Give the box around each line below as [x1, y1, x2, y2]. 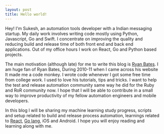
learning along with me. [5, 123, 53, 129]
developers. [5, 98, 29, 103]
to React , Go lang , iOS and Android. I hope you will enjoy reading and [5, 118, 145, 124]
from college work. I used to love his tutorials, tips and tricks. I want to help [5, 77, 157, 83]
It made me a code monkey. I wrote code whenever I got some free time [5, 71, 151, 77]
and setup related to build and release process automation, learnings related [5, 112, 160, 118]
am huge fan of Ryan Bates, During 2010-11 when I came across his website [5, 66, 158, 72]
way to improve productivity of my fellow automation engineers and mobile [5, 92, 157, 99]
